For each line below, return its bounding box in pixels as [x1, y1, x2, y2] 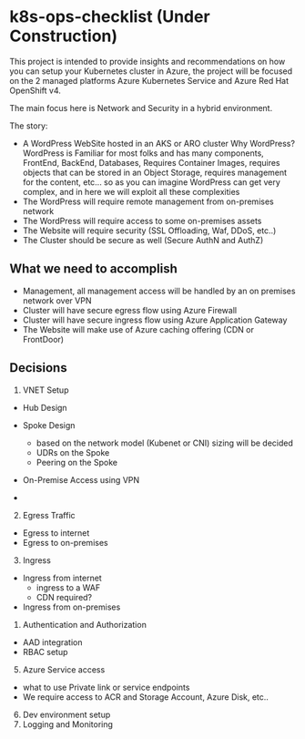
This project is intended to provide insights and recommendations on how [9, 56, 286, 67]
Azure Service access [22, 663, 106, 675]
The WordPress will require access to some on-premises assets [22, 215, 262, 226]
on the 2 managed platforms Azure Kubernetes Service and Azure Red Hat [9, 75, 290, 86]
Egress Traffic [22, 509, 76, 520]
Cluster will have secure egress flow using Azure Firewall [22, 304, 238, 315]
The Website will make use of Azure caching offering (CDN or [22, 323, 255, 334]
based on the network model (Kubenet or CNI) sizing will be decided [36, 437, 293, 448]
